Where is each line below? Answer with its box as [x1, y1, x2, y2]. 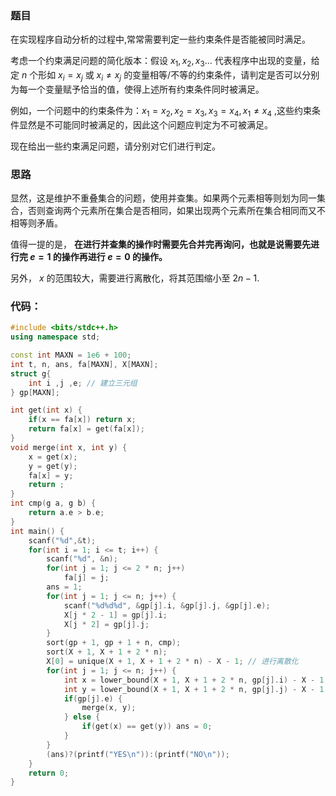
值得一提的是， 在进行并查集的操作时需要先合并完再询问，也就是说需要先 [10, 238, 311, 250]
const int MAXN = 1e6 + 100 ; [10, 350, 132, 361]
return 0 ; [28, 768, 70, 778]
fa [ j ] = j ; [63, 573, 110, 583]
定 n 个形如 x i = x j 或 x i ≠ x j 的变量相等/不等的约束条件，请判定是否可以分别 [10, 69, 320, 83]
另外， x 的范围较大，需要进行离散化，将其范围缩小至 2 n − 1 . [10, 272, 260, 284]
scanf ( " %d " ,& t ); [28, 535, 97, 546]
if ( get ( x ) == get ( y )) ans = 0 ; [81, 722, 213, 732]
